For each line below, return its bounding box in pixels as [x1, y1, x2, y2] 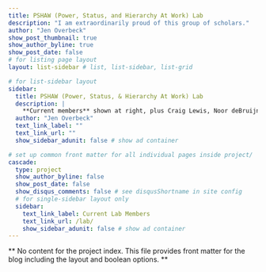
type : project [15, 166, 62, 174]
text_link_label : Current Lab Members [22, 209, 150, 218]
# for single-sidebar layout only [15, 195, 129, 203]
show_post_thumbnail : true [8, 33, 97, 42]
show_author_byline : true [8, 41, 93, 49]
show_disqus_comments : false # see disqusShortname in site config [15, 188, 243, 196]
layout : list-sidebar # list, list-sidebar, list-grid [8, 63, 193, 71]
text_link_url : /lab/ [22, 217, 93, 225]
